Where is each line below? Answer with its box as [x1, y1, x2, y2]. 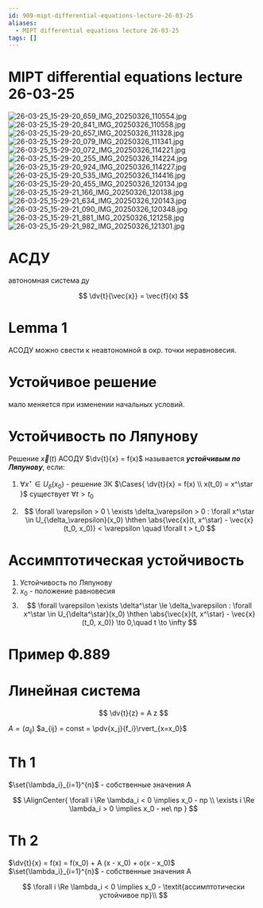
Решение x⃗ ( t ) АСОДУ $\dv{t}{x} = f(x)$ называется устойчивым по [8, 453, 241, 463]
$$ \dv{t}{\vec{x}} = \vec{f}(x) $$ [78, 292, 189, 301]
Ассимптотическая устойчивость [8, 551, 245, 569]
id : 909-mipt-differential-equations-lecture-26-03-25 [8, 11, 194, 20]
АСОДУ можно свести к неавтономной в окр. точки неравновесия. [8, 346, 237, 355]
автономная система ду [8, 276, 90, 285]
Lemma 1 [8, 319, 68, 337]
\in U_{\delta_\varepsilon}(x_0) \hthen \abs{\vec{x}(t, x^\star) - [25, 515, 228, 525]
